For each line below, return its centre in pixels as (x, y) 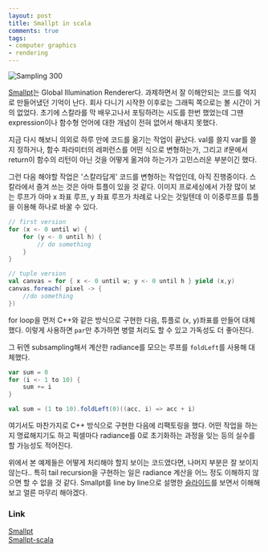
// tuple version (37, 274)
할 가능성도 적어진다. (41, 445)
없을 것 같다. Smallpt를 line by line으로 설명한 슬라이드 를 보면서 (139, 483)
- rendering (28, 53)
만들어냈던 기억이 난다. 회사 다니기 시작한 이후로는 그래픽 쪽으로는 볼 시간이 (134, 102)
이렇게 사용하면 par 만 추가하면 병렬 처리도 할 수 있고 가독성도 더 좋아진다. (140, 330)
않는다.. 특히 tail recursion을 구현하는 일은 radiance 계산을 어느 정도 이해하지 (130, 473)
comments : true (34, 30)
